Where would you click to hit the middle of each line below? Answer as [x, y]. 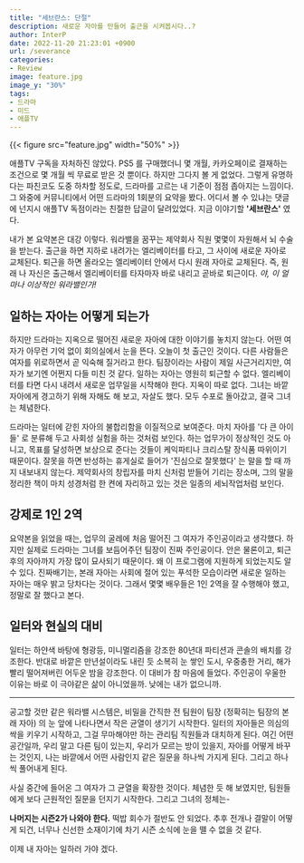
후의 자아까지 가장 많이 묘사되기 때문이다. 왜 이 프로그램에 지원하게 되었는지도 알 [151, 561]
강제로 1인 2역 [46, 514]
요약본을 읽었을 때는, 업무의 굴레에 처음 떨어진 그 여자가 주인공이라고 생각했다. [147, 538]
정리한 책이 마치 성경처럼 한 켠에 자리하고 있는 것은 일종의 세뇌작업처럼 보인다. [147, 483]
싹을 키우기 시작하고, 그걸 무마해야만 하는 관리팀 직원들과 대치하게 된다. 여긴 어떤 [152, 734]
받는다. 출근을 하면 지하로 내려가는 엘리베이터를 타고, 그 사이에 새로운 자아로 [152, 251]
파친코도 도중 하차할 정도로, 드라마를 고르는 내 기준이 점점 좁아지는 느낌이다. [160, 186]
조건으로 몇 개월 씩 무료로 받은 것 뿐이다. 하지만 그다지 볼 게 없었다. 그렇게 [139, 175]
